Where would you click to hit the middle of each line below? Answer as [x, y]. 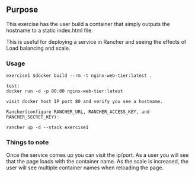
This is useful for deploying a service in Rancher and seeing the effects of [96, 41]
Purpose [22, 10]
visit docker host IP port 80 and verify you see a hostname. [84, 102]
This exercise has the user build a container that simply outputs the [88, 24]
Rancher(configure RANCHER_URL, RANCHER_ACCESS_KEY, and [78, 112]
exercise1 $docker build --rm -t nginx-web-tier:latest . [79, 76]
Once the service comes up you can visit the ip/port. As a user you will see [97, 155]
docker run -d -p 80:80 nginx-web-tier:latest [65, 91]
